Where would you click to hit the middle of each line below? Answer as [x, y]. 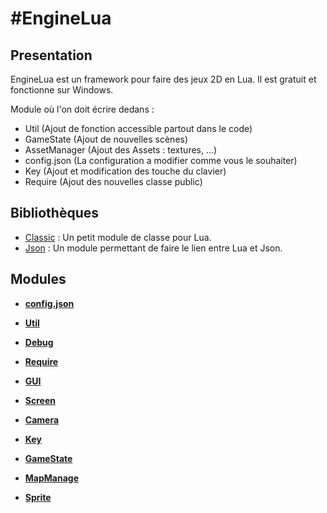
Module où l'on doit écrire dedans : [82, 109]
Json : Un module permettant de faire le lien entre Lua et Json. [153, 248]
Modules [38, 279]
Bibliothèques [54, 213]
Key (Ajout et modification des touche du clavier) [125, 171]
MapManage [51, 478]
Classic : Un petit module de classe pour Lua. [118, 237]
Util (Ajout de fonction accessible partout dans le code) [138, 128]
